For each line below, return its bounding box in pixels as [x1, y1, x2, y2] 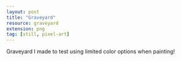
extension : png [6, 25, 45, 32]
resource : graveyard [6, 20, 59, 26]
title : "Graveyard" [6, 14, 56, 21]
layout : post [6, 8, 40, 15]
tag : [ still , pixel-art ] [6, 31, 70, 37]
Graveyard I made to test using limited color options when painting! [6, 48, 175, 55]
